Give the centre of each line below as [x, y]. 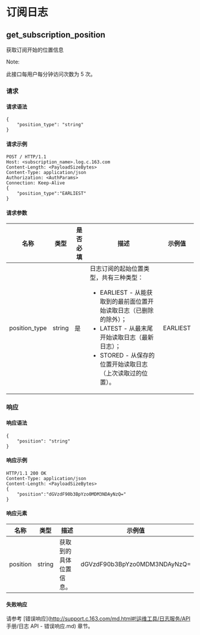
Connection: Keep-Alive [36, 183]
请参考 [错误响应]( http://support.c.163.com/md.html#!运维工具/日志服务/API [98, 619]
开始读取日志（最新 [126, 337]
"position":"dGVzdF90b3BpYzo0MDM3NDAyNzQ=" [72, 494]
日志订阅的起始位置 [117, 268]
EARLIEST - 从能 [123, 292]
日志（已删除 [135, 310]
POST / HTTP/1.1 [26, 157]
